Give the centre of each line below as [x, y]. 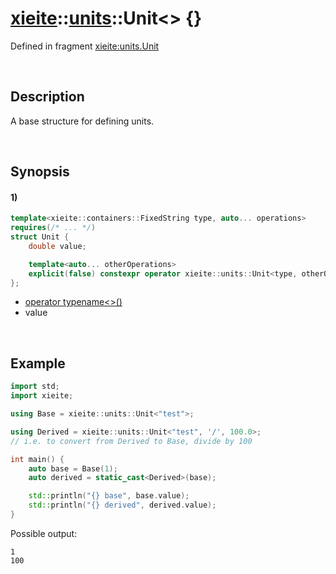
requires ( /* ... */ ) [53, 228]
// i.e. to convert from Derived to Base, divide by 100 [131, 441]
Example [38, 363]
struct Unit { [40, 237]
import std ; [35, 387]
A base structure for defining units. [82, 121]
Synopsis [40, 172]
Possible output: [44, 533]
